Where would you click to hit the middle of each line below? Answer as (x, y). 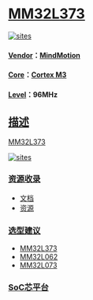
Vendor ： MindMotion (44, 55)
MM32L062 (39, 257)
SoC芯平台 (28, 287)
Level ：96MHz (33, 94)
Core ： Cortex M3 (37, 75)
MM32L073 (38, 265)
